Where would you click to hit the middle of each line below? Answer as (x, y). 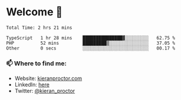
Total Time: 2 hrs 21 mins (39, 28)
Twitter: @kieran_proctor (45, 91)
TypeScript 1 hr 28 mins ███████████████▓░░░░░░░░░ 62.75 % (91, 38)
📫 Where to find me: (36, 63)
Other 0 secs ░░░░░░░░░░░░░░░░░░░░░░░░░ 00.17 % (91, 48)
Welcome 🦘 (34, 12)
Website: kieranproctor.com (48, 78)
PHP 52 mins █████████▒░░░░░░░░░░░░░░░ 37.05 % (91, 43)
